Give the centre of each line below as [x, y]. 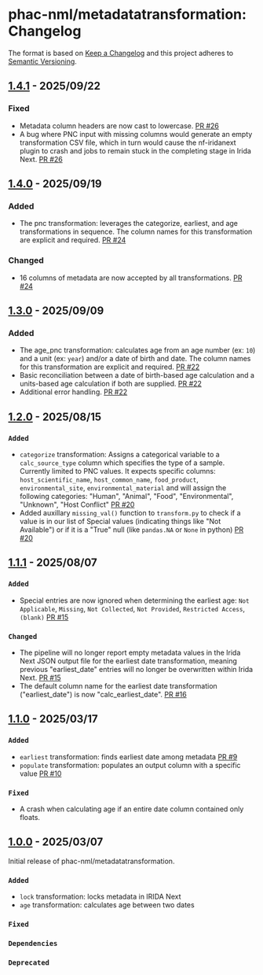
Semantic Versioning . [42, 61]
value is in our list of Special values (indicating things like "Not [120, 521]
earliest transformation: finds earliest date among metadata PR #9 [128, 756]
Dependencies [33, 943]
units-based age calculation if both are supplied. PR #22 [111, 384]
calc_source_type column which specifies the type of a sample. [122, 463]
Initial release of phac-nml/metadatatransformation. [91, 861]
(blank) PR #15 [44, 617]
